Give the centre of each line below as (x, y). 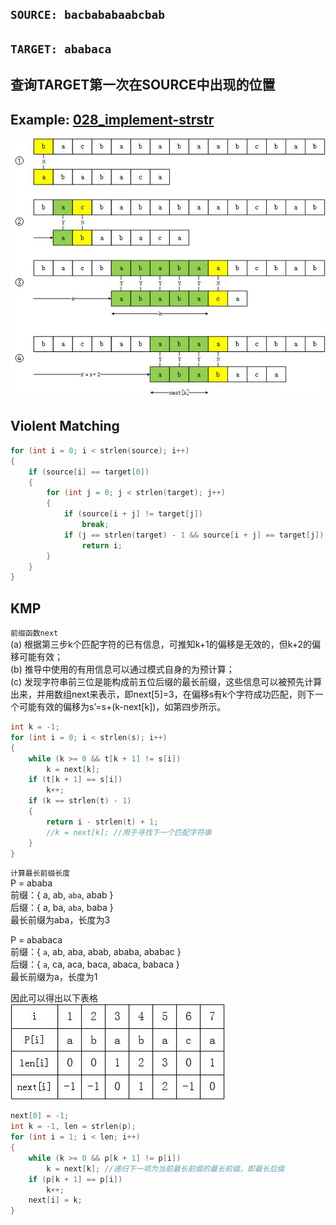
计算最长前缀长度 (40, 873)
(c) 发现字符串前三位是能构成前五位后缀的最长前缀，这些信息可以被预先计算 (166, 682)
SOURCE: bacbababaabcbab (88, 15)
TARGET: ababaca (61, 49)
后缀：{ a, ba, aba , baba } (62, 908)
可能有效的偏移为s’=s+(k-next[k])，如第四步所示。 (122, 707)
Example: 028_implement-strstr (112, 119)
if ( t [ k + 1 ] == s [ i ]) (75, 780)
